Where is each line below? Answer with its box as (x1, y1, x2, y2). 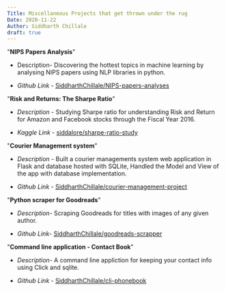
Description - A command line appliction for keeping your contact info (16, 256, 212, 264)
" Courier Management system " (7, 141, 98, 150)
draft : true (7, 29, 41, 36)
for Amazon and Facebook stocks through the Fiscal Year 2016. (16, 115, 196, 124)
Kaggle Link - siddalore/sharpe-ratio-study (16, 128, 139, 137)
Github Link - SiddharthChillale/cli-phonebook (16, 277, 147, 285)
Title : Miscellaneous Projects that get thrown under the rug (7, 10, 188, 17)
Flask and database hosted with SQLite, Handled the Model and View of (16, 162, 220, 171)
